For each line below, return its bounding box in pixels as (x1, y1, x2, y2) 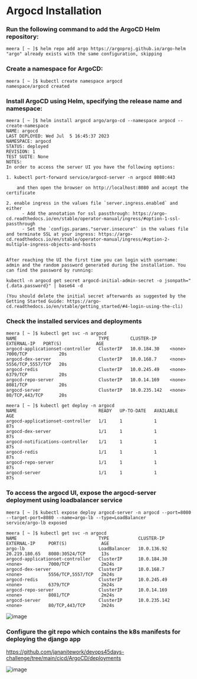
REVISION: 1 (6, 149, 35, 155)
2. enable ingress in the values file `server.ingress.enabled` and (6, 201, 178, 206)
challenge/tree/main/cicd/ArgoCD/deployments (6, 654, 122, 661)
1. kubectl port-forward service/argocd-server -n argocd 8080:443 (6, 175, 176, 181)
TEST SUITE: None (6, 154, 49, 160)
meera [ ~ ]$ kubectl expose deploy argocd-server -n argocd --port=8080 (6, 509, 192, 516)
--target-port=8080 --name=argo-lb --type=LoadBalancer (6, 514, 146, 520)
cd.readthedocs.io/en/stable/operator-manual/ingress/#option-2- (6, 237, 170, 242)
